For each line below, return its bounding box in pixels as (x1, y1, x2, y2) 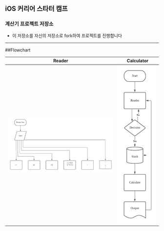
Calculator (126, 58, 149, 64)
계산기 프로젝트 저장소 (5, 21, 54, 27)
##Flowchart (5, 47, 31, 53)
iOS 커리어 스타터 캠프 (5, 4, 68, 13)
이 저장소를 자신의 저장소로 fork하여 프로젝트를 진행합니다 (12, 32, 122, 38)
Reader (53, 58, 68, 64)
